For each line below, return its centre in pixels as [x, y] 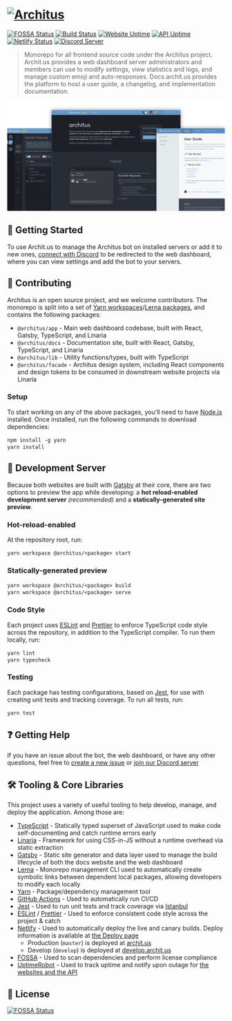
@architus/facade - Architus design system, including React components [120, 364]
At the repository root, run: [45, 539]
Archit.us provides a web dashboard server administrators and [113, 61]
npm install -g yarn [37, 440]
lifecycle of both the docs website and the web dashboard [100, 862]
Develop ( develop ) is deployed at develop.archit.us [99, 950]
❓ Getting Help [39, 735]
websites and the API [47, 972]
